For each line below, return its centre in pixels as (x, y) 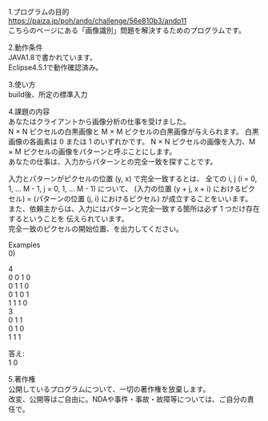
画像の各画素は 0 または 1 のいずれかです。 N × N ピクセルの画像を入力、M (132, 142)
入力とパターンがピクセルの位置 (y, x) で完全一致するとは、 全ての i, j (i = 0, (133, 178)
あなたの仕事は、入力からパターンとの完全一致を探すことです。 (113, 162)
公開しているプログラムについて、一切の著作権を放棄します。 (109, 389)
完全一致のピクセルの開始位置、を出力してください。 (96, 229)
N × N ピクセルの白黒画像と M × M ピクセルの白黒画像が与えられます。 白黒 (134, 132)
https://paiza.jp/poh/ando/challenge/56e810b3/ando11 (98, 21)
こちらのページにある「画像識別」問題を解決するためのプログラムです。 (127, 30)
